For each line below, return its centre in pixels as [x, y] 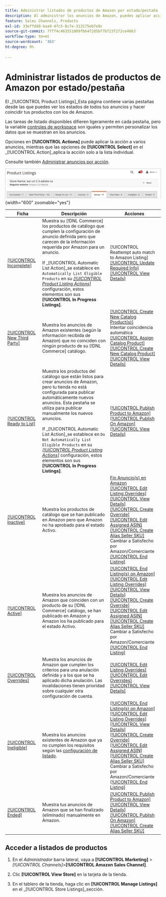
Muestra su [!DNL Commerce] [73, 221]
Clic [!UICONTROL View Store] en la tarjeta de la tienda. [70, 874]
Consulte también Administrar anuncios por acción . [57, 162]
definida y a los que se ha [68, 675]
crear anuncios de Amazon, [70, 382]
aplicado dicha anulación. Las [72, 681]
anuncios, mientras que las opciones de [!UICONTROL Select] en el [74, 147]
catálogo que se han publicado [74, 514]
